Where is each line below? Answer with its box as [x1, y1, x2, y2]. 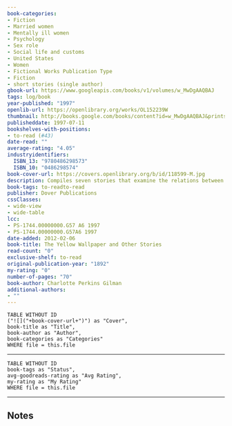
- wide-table [7, 209, 45, 216]
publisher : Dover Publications [7, 190, 97, 197]
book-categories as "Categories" [7, 336, 104, 342]
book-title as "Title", [7, 324, 76, 331]
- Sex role [7, 42, 39, 49]
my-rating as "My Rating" [7, 378, 81, 385]
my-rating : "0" [7, 267, 51, 273]
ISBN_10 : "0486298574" [13, 164, 79, 171]
